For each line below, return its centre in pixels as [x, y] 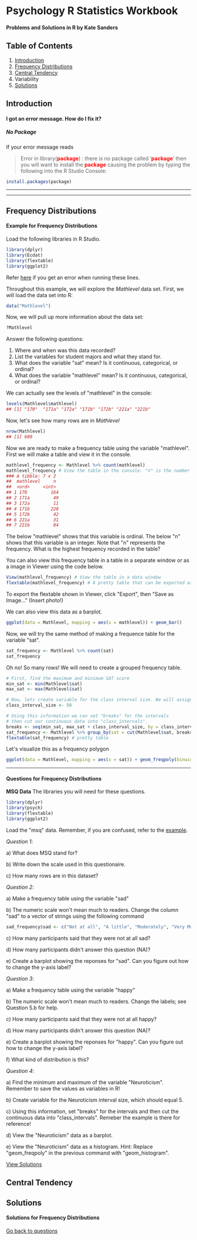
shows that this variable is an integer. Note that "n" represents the [86, 543]
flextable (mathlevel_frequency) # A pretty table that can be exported [95, 583]
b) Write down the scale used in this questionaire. [66, 864]
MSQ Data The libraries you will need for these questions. [76, 792]
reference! [18, 1124]
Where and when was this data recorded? [65, 351]
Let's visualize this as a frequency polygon [58, 749]
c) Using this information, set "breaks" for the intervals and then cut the [92, 1111]
